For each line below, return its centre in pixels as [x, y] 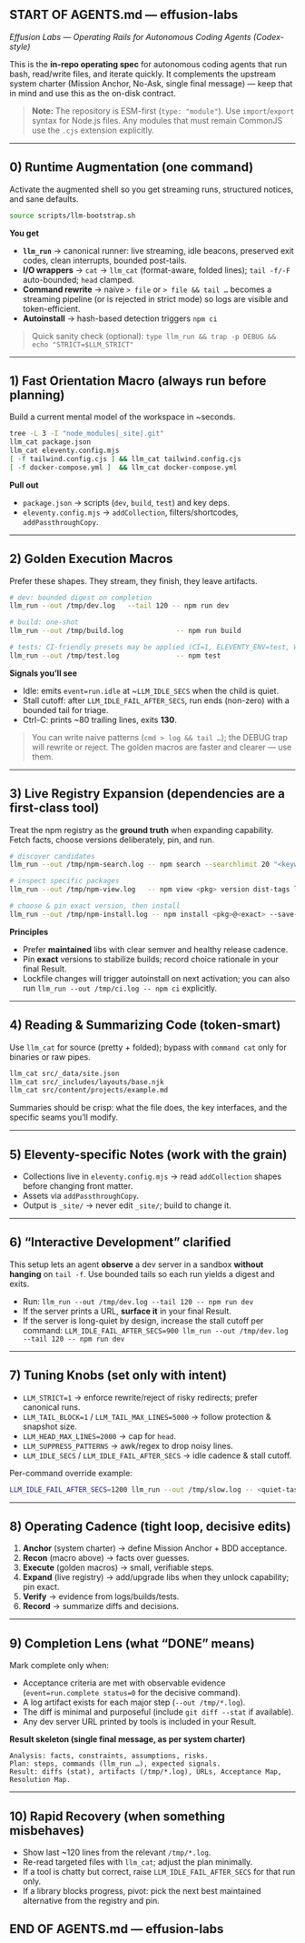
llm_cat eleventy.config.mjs [64, 451]
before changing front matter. [78, 1186]
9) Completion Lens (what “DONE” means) [133, 1643]
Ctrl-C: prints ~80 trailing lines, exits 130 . [99, 720]
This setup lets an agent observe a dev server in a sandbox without [137, 1264]
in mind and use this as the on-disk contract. [93, 93]
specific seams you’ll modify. [64, 1117]
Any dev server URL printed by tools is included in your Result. [139, 1722]
